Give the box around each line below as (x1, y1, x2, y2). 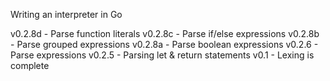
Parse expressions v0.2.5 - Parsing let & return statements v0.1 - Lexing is (10, 49, 315, 61)
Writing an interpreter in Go (10, 9, 123, 20)
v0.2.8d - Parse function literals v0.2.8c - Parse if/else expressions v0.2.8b (10, 28, 320, 39)
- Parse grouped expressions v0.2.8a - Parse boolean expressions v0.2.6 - (10, 39, 319, 50)
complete (10, 60, 50, 71)
